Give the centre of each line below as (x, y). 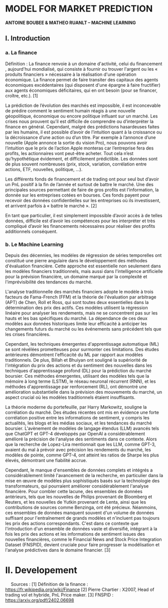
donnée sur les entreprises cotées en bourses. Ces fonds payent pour (77, 195)
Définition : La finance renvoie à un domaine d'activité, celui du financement (84, 64)
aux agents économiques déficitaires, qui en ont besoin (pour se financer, (81, 90)
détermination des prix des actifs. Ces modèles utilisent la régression (76, 308)
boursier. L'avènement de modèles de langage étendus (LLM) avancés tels (82, 428)
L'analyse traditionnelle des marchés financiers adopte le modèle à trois (79, 291)
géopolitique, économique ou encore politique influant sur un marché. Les (81, 116)
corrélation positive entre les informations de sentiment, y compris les (77, 417)
